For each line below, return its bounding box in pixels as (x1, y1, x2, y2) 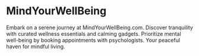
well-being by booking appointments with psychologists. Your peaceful (6, 36, 180, 43)
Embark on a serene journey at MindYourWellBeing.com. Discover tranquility (6, 24, 193, 31)
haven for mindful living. (6, 43, 65, 50)
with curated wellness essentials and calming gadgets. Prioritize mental (6, 30, 181, 37)
